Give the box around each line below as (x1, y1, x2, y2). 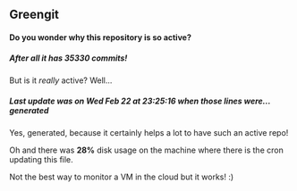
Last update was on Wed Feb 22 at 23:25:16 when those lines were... (9, 95, 271, 106)
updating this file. (9, 154, 73, 164)
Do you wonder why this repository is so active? (9, 31, 192, 43)
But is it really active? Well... (9, 75, 113, 86)
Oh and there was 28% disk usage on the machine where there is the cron (9, 145, 284, 155)
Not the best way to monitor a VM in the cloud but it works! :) (9, 171, 234, 182)
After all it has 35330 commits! (9, 53, 128, 63)
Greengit (9, 7, 60, 22)
